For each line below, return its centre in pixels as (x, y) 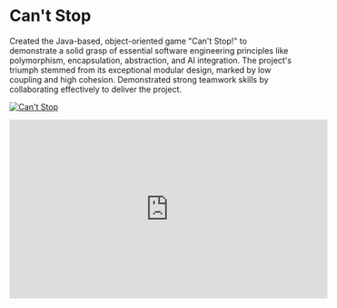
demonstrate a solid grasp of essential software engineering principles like (149, 50)
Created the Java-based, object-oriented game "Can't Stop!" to (129, 41)
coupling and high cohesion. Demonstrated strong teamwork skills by (139, 79)
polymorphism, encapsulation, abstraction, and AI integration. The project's (151, 60)
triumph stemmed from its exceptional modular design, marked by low (140, 70)
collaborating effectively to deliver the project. (96, 89)
